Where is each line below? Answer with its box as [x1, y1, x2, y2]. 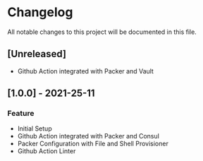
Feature [7, 109, 35, 119]
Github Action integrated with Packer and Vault [17, 66, 154, 75]
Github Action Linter [17, 147, 76, 155]
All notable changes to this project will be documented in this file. [7, 28, 197, 36]
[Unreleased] [7, 48, 67, 60]
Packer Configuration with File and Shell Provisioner [17, 139, 169, 148]
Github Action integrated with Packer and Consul [17, 132, 160, 141]
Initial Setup [17, 124, 52, 133]
